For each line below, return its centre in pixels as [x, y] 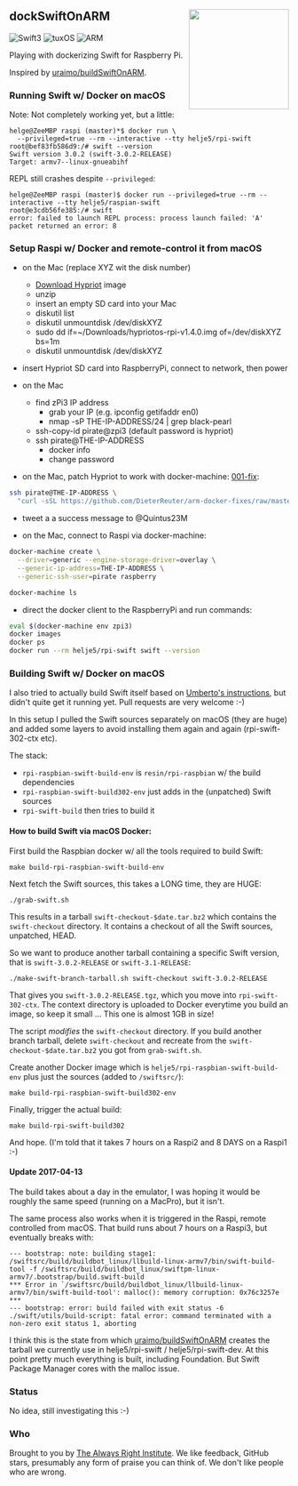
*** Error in [33, 1285]
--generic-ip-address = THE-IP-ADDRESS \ [91, 568]
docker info [69, 450]
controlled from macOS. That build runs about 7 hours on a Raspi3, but [138, 1227]
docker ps [27, 643]
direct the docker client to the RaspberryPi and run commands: [137, 609]
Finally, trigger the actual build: [66, 1109]
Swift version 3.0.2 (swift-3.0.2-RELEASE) [91, 155]
